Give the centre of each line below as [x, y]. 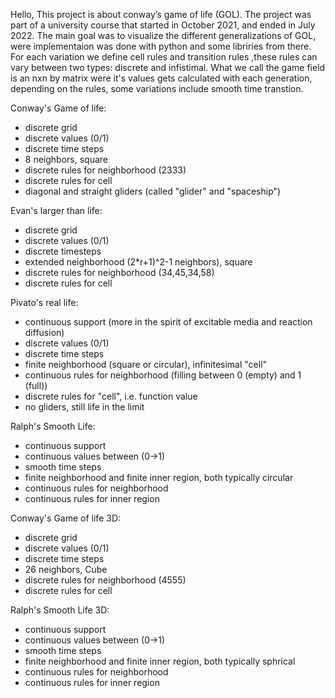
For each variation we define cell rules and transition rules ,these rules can [164, 57]
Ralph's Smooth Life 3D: [60, 610]
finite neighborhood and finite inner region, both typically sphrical [160, 661]
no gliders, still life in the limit [84, 407]
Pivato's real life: [44, 302]
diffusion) [44, 332]
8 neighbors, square [66, 159]
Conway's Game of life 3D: [66, 518]
